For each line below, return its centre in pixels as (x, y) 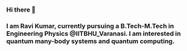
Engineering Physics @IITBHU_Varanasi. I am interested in (93, 33)
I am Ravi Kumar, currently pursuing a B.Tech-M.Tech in (90, 25)
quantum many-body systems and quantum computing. (90, 41)
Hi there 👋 (21, 10)
